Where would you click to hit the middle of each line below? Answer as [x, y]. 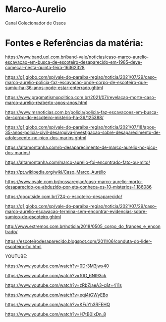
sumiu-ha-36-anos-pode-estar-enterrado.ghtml [54, 88]
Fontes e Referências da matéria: [74, 43]
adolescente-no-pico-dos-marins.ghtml [46, 137]
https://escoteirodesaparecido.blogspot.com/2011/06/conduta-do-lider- [79, 241]
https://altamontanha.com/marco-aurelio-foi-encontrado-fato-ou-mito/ [78, 162]
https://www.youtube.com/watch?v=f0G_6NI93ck [56, 275]
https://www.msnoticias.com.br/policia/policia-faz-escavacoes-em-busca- [82, 112]
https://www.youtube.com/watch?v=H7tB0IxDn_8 [56, 314]
